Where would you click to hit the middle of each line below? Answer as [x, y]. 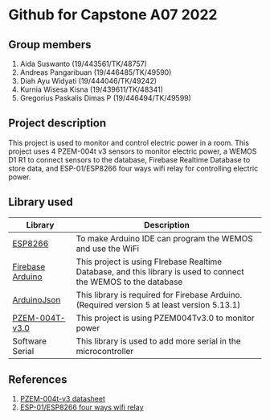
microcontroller [105, 351]
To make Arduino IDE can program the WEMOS [164, 238]
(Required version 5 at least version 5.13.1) [158, 305]
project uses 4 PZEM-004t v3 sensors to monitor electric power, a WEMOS [133, 151]
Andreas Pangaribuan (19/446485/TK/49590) [96, 72]
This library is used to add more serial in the [158, 341]
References [38, 380]
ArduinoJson [37, 299]
